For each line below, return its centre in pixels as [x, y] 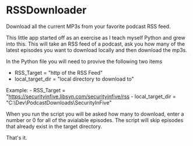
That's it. [17, 137]
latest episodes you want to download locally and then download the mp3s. [97, 50]
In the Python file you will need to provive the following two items [84, 61]
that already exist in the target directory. [54, 126]
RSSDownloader [46, 10]
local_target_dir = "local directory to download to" [74, 79]
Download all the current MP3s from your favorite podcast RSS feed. [88, 26]
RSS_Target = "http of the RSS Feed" [59, 72]
